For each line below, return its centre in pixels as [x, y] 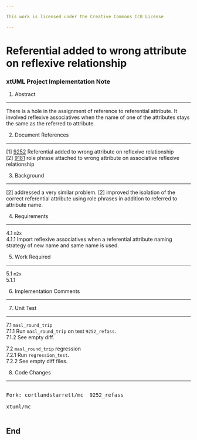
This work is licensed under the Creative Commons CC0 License [85, 16]
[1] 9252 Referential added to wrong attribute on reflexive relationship [90, 152]
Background [29, 176]
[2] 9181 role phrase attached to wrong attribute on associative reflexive [93, 158]
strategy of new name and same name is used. [62, 245]
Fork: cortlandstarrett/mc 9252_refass [65, 395]
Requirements [31, 216]
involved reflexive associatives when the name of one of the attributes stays [98, 117]
